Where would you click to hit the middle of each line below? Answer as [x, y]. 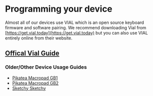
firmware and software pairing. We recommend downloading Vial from [76, 27]
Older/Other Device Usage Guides [46, 67]
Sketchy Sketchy [29, 88]
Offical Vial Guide [32, 53]
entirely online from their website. [39, 38]
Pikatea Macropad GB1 [35, 78]
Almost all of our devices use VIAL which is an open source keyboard [75, 22]
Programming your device [59, 9]
